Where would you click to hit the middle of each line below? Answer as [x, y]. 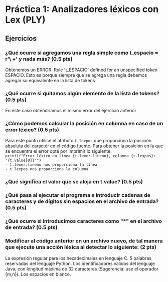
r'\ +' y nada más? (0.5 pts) [39, 59]
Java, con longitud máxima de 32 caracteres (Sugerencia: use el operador [82, 268]
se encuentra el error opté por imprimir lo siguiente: [58, 151]
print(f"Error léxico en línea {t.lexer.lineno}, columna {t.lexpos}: [80, 156]
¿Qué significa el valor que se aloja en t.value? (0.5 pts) [74, 182]
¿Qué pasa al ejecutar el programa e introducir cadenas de [78, 195]
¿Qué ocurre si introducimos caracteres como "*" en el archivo [83, 221]
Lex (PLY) [25, 20]
